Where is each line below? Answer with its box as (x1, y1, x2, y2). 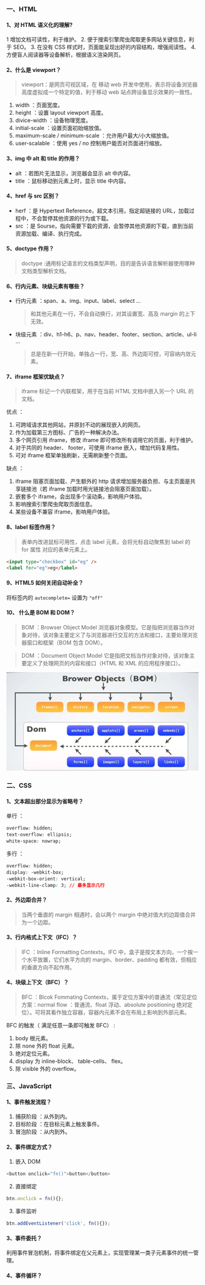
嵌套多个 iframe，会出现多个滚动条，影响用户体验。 (15, 493, 145, 501)
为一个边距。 (21, 918, 54, 925)
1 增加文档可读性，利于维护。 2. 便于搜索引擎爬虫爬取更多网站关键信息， (6, 36, 189, 43)
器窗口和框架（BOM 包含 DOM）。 (21, 639, 106, 646)
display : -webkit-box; (6, 869, 64, 875)
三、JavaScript (6, 1082, 52, 1090)
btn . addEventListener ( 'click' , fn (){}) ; (6, 1220, 111, 1227)
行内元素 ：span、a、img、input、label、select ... (15, 297, 142, 305)
